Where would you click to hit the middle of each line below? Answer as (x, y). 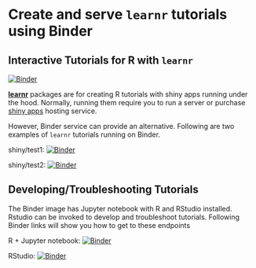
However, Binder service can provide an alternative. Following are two (121, 126)
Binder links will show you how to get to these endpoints (99, 225)
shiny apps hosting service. (53, 111)
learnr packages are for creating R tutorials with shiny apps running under (128, 94)
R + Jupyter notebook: (44, 240)
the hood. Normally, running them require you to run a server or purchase (127, 103)
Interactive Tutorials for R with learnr (101, 60)
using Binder (50, 31)
